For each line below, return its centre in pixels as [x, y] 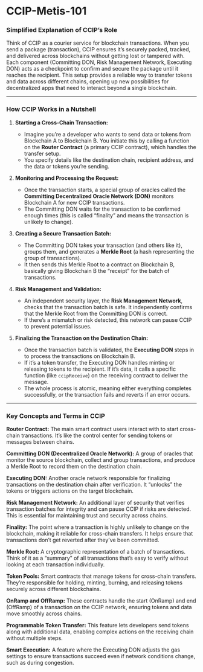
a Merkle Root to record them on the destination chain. [74, 467]
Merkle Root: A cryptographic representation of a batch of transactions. [96, 552]
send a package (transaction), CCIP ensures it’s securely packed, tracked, [98, 50]
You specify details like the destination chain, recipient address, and [109, 160]
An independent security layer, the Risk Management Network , [103, 301]
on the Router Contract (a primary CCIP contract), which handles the [110, 147]
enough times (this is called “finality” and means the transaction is [106, 215]
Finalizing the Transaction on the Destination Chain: [82, 338]
